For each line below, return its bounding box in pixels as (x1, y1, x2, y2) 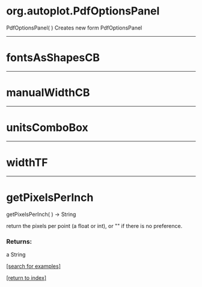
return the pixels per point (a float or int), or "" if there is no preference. (6, 222, 183, 229)
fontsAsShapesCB (6, 51, 100, 64)
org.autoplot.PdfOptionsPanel (6, 4, 160, 18)
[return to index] (6, 274, 47, 281)
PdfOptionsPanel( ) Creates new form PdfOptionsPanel (6, 24, 142, 31)
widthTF (6, 155, 48, 169)
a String (6, 251, 26, 258)
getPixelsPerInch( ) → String (6, 211, 76, 218)
